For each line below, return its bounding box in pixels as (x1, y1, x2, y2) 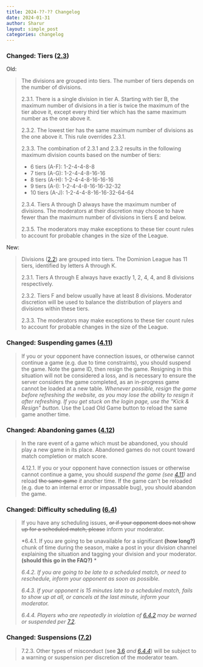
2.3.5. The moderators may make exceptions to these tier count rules (21, 226, 194, 233)
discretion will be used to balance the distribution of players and (21, 299, 182, 306)
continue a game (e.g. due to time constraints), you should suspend (21, 358, 191, 366)
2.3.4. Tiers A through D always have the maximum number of (21, 201, 177, 208)
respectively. (21, 281, 53, 288)
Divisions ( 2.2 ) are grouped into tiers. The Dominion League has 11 (21, 256, 188, 263)
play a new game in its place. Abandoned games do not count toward (21, 446, 195, 453)
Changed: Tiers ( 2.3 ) (6, 52, 69, 60)
